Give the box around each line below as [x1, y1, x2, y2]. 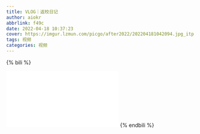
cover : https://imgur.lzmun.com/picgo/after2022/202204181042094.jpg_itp [6, 31, 195, 37]
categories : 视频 [6, 43, 48, 49]
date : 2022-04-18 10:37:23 [6, 25, 74, 32]
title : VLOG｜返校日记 [6, 8, 59, 15]
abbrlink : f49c [6, 20, 44, 26]
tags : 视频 [6, 37, 32, 43]
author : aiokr [6, 14, 42, 20]
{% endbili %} [119, 121, 154, 129]
